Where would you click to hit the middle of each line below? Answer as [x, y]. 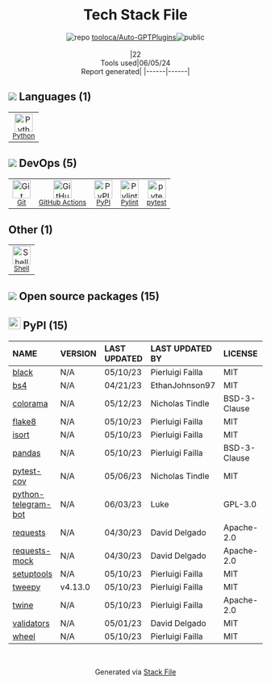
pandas [27, 453]
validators [31, 623]
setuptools [32, 573]
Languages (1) [55, 97]
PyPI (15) [46, 325]
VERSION [78, 353]
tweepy [27, 586]
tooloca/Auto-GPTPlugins [134, 37]
